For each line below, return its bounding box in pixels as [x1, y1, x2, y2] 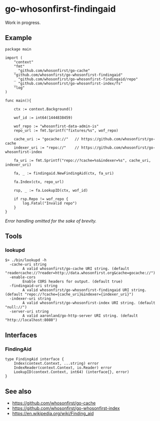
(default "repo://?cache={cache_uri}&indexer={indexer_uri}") [5, 292, 134, 297]
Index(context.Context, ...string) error [14, 361, 99, 366]
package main [5, 46, 32, 52]
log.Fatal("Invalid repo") [22, 200, 77, 206]
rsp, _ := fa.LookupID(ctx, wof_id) [14, 188, 89, 193]
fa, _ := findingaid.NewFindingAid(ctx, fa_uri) [14, 171, 114, 176]
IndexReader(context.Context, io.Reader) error [14, 365, 112, 370]
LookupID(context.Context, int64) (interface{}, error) [14, 370, 130, 375]
